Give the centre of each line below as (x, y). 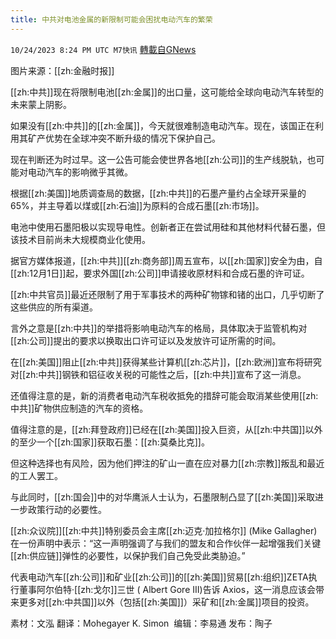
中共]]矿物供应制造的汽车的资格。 (79, 408)
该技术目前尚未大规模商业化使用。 (80, 239)
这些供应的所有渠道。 (54, 307)
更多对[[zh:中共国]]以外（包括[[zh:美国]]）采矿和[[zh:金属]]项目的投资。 (166, 602)
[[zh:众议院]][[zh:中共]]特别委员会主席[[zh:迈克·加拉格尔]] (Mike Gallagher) (164, 530)
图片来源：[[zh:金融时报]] (62, 70)
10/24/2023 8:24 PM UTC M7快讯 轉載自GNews (103, 49)
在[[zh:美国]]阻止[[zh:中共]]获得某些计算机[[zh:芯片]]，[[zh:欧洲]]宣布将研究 (166, 362)
